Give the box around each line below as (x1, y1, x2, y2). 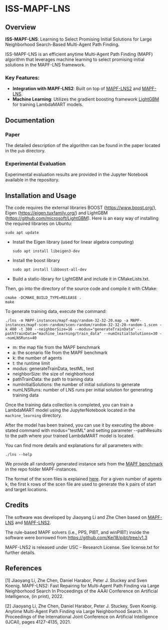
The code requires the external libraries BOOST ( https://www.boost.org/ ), (5, 204, 156, 210)
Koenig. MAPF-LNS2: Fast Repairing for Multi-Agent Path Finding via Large (5, 582, 159, 588)
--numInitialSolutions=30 (103, 331, 157, 336)
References (5, 564, 42, 572)
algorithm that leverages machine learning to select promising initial (5, 56, 145, 62)
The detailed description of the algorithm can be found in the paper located (5, 142, 160, 148)
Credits (5, 501, 29, 509)
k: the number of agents (12, 355, 62, 361)
